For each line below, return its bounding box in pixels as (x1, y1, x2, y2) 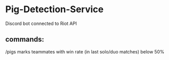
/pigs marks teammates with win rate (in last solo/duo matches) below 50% (5, 48, 165, 54)
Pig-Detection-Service (5, 4, 104, 15)
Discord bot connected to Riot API (5, 20, 77, 26)
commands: (5, 35, 45, 44)
